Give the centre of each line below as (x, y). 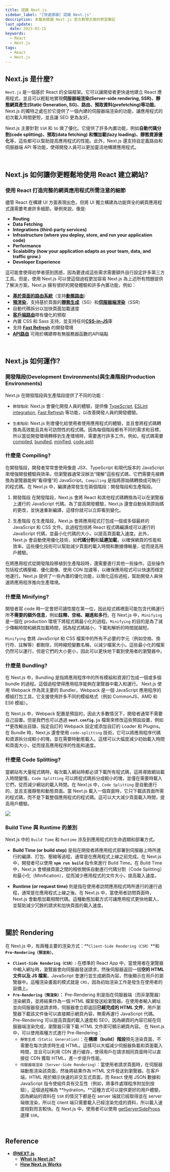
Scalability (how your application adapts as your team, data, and (81, 251)
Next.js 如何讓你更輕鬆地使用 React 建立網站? (77, 175)
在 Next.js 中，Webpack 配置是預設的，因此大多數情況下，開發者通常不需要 (84, 714)
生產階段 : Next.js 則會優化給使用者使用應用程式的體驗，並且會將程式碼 (84, 423)
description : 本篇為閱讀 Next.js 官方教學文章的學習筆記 (60, 19)
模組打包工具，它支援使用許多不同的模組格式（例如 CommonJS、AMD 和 (81, 697)
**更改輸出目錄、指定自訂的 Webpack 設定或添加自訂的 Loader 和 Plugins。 (84, 726)
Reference (22, 1141)
